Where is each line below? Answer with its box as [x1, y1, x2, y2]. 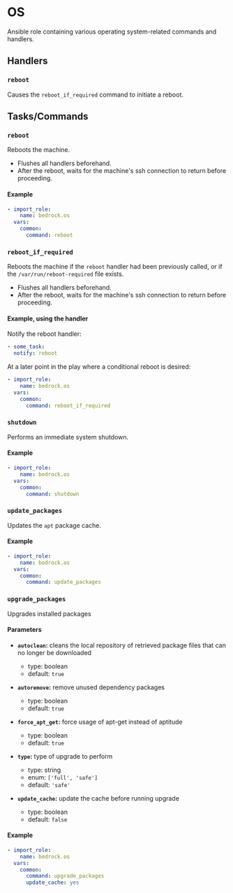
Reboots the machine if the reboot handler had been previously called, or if [7, 262, 223, 271]
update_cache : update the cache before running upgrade [17, 794, 180, 802]
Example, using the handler [7, 314, 89, 323]
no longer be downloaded [17, 648, 92, 656]
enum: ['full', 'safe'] [27, 773, 98, 781]
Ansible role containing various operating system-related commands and [7, 27, 217, 36]
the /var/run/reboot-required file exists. [7, 270, 124, 279]
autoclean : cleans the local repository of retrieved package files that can [17, 641, 227, 649]
